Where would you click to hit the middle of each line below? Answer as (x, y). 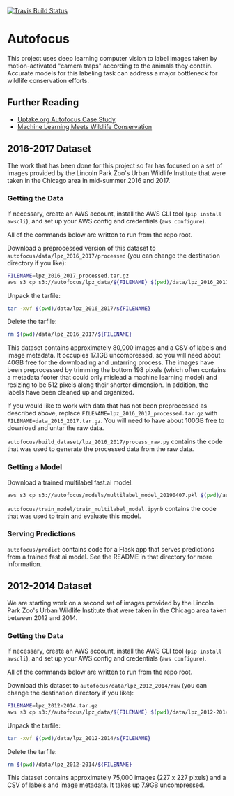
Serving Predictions (41, 534)
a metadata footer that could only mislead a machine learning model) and (112, 378)
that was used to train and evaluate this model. (74, 516)
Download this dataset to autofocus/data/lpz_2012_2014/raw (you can (107, 685)
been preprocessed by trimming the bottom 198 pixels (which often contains (117, 370)
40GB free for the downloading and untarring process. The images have (111, 362)
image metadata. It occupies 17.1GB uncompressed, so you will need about (114, 355)
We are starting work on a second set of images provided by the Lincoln (111, 603)
